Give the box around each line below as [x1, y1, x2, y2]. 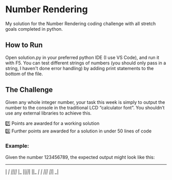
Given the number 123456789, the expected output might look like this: [5, 154, 155, 160]
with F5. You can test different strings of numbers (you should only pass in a [5, 60, 166, 66]
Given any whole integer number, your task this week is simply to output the [5, 99, 165, 105]
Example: [5, 142, 29, 149]
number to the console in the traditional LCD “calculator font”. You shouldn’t [5, 104, 165, 110]
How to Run [5, 41, 43, 50]
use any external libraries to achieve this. [5, 110, 92, 116]
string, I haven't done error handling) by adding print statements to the [5, 65, 154, 71]
